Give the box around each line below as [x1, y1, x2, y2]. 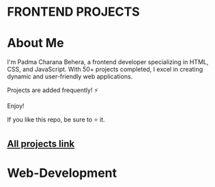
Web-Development [7, 165, 117, 181]
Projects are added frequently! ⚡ [7, 86, 99, 94]
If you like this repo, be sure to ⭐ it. [7, 115, 106, 124]
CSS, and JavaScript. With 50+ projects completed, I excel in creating [7, 66, 203, 74]
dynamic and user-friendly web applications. [7, 72, 133, 81]
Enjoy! [7, 102, 25, 110]
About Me [7, 35, 64, 51]
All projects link [7, 138, 75, 149]
